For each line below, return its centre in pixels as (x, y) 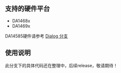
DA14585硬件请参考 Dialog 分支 (36, 36)
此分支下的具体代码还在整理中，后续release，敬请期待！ (61, 65)
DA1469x (21, 26)
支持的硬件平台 (27, 9)
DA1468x (21, 20)
